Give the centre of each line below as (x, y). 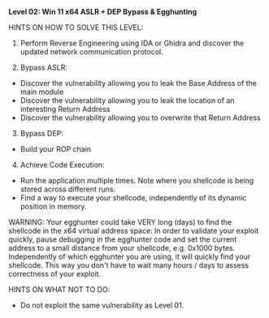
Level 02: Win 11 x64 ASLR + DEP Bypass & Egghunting (103, 12)
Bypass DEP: (41, 133)
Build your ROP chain (56, 149)
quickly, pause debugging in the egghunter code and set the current (123, 239)
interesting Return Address (65, 109)
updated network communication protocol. (92, 52)
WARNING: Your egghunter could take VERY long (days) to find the (120, 222)
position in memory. (53, 206)
